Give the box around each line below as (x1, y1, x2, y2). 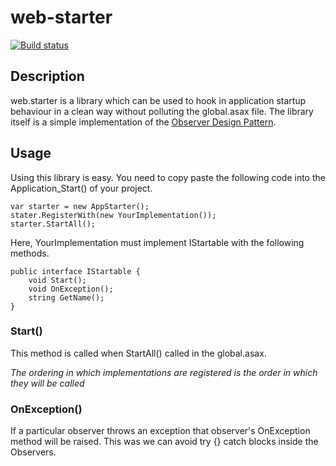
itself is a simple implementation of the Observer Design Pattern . (10, 116, 277, 128)
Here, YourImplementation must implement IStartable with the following (10, 236, 305, 248)
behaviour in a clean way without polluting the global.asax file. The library (10, 105, 314, 117)
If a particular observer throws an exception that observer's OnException (10, 425, 311, 437)
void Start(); (28, 275, 87, 285)
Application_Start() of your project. (10, 182, 153, 194)
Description (10, 68, 85, 85)
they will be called (10, 377, 85, 389)
